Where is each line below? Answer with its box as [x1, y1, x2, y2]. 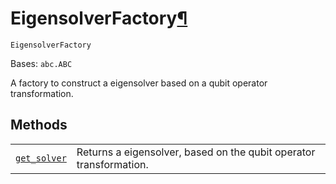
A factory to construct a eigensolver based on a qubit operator [10, 77, 268, 89]
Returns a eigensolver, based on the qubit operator [76, 145, 316, 159]
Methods [10, 117, 68, 134]
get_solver [15, 152, 67, 164]
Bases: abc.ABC [10, 57, 73, 69]
